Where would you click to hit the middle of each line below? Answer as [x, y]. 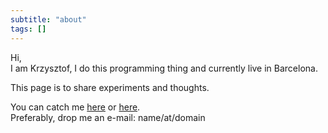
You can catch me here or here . [75, 107]
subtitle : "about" [48, 19]
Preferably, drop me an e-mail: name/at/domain [108, 117]
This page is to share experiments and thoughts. [110, 87]
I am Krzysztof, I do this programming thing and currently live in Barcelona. [164, 68]
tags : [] [28, 29]
